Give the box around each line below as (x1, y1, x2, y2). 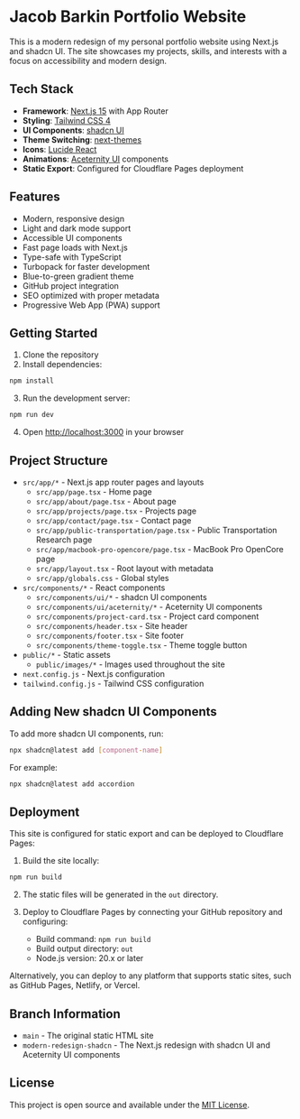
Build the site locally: (22, 855, 100, 866)
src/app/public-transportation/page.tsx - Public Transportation (35, 524, 277, 535)
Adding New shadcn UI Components (9, 704, 218, 719)
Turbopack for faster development (22, 261, 150, 272)
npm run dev (9, 411, 54, 420)
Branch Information (9, 1006, 121, 1022)
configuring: (22, 916, 68, 927)
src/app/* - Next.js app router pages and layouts (22, 476, 205, 487)
